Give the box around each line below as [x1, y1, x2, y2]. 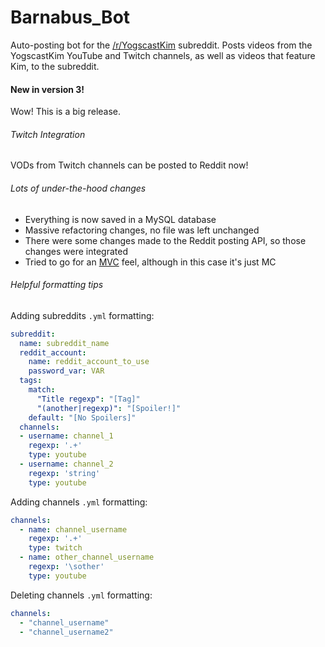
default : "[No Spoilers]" [28, 412, 137, 423]
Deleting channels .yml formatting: [10, 589, 153, 601]
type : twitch [28, 543, 83, 553]
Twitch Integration [10, 128, 86, 140]
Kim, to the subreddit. [10, 60, 100, 72]
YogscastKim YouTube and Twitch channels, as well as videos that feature [10, 49, 316, 61]
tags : [19, 376, 43, 386]
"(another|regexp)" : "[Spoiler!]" [36, 403, 182, 413]
